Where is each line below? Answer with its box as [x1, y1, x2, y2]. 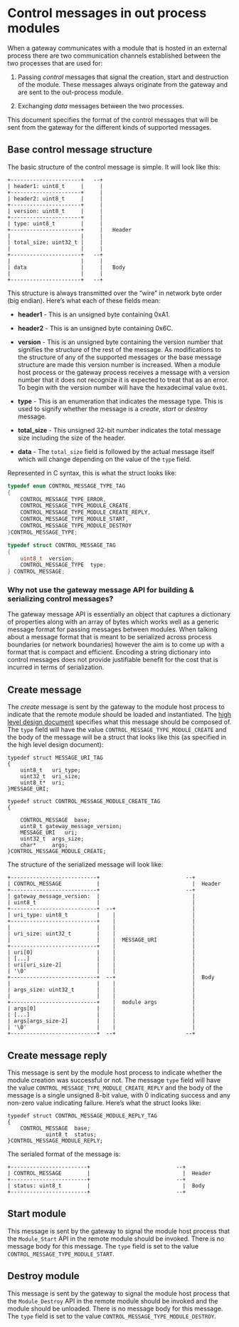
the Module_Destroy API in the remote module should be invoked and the [7, 1296, 218, 1305]
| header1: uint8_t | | [7, 182, 103, 190]
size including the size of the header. [17, 433, 126, 442]
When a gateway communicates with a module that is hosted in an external [7, 43, 228, 52]
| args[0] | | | [7, 1005, 196, 1013]
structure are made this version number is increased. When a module [17, 360, 221, 368]
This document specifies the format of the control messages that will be [7, 115, 218, 124]
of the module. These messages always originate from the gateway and [17, 80, 228, 88]
